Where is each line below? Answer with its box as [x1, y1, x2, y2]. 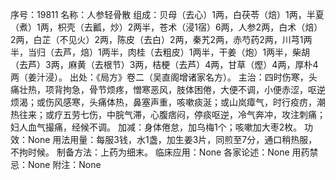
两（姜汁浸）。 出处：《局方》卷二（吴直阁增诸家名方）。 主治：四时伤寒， [10, 71, 309, 83]
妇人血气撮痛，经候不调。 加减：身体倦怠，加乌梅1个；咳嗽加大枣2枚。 [10, 121, 303, 133]
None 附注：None [27, 159, 102, 170]
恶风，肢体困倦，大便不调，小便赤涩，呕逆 [149, 84, 326, 95]
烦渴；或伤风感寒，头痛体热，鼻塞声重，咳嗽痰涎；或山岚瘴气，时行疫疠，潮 [10, 96, 326, 108]
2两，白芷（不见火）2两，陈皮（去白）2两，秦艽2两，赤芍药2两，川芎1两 [10, 34, 313, 45]
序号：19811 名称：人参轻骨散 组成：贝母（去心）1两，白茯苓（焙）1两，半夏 [10, 9, 325, 20]
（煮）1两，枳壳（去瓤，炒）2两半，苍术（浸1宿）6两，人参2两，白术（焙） [10, 21, 323, 33]
